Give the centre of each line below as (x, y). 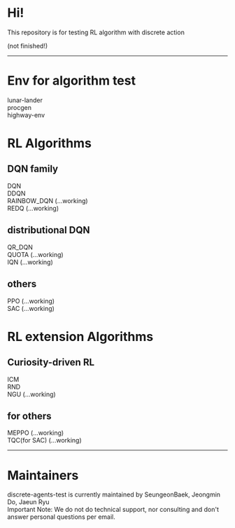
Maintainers (43, 475)
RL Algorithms (50, 143)
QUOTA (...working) (36, 254)
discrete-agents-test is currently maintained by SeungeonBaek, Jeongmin (114, 494)
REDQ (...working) (33, 208)
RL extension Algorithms (80, 336)
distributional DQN (49, 230)
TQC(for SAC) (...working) (44, 440)
